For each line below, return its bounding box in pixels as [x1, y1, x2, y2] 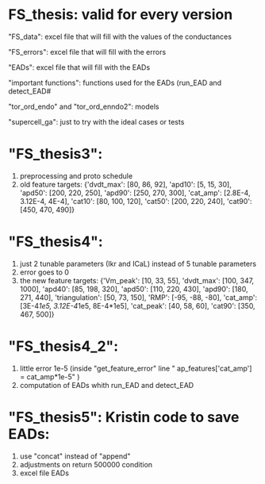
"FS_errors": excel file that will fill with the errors [8, 47, 167, 56]
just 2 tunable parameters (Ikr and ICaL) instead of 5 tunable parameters [19, 259, 256, 268]
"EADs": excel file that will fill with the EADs [8, 62, 151, 72]
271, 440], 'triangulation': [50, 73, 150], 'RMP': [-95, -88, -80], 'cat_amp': [19, 292, 258, 302]
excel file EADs [19, 468, 70, 478]
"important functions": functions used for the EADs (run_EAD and [8, 78, 222, 87]
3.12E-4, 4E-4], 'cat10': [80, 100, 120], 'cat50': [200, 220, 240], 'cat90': [19, 196, 252, 206]
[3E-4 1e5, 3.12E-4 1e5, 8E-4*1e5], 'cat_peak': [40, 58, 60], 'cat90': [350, [19, 301, 255, 310]
